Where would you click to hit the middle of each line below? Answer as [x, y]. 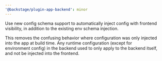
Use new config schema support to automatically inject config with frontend [81, 23]
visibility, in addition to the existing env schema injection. [62, 28]
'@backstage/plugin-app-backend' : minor [47, 9]
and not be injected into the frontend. [42, 53]
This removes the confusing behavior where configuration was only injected [81, 38]
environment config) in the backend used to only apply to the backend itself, [81, 48]
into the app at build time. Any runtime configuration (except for [69, 43]
